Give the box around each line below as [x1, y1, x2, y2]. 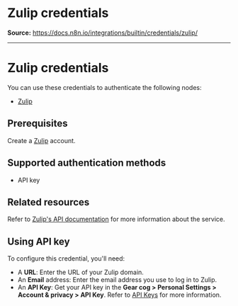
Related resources [7, 196, 90, 208]
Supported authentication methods [7, 157, 166, 169]
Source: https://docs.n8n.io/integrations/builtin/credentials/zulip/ [7, 28, 198, 37]
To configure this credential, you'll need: [7, 254, 125, 263]
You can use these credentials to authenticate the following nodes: [7, 83, 202, 91]
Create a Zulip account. [7, 136, 76, 144]
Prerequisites [7, 118, 68, 130]
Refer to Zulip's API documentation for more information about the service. [7, 215, 225, 224]
